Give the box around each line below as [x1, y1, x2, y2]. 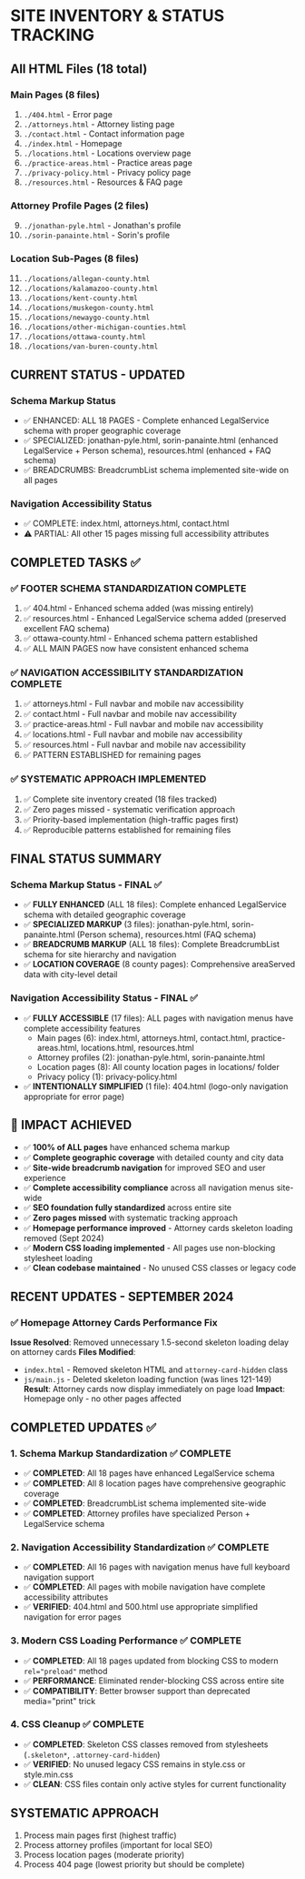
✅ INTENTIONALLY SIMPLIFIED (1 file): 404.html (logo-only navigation [23, 1080, 289, 1092]
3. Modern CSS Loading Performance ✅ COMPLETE [10, 1634, 242, 1647]
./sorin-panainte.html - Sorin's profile [23, 229, 171, 241]
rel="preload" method [23, 1665, 108, 1676]
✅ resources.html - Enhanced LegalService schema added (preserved [23, 613, 287, 624]
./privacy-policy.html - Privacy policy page [23, 167, 192, 177]
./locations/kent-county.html [23, 294, 139, 303]
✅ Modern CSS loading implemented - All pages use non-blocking [23, 1242, 276, 1253]
